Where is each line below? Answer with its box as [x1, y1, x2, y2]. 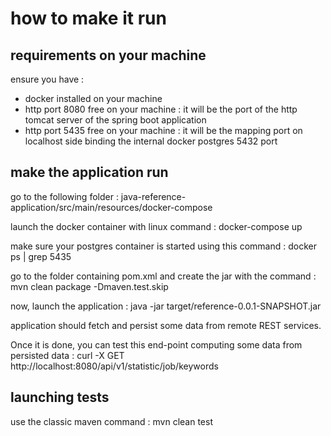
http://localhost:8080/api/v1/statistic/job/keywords [10, 360, 219, 372]
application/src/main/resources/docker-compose [10, 201, 213, 213]
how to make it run [10, 7, 167, 30]
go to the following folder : [10, 190, 119, 202]
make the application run [10, 164, 169, 181]
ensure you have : [10, 73, 85, 85]
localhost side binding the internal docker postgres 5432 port [24, 135, 278, 147]
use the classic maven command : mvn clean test [10, 415, 213, 427]
